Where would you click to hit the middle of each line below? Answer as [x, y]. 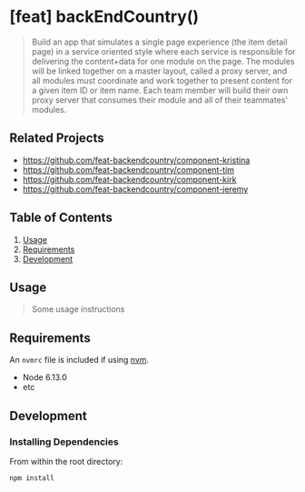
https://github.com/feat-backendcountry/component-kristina [136, 160]
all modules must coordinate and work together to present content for [162, 80]
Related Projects [57, 138]
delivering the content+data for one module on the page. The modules [163, 61]
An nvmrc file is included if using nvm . [79, 360]
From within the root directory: [66, 461]
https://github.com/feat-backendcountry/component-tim [128, 169]
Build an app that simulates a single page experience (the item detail [159, 42]
